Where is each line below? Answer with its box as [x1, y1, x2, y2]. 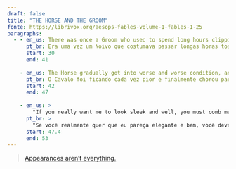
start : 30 [25, 50, 55, 57]
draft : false [7, 10, 46, 18]
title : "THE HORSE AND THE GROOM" [7, 17, 109, 24]
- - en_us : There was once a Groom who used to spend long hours [13, 37, 209, 44]
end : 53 [25, 134, 49, 142]
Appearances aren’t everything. [24, 154, 117, 163]
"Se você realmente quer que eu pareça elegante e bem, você [32, 121, 216, 129]
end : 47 [25, 89, 49, 96]
